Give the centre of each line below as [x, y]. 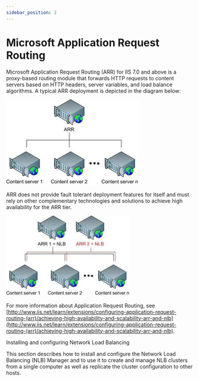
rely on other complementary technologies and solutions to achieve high [94, 201]
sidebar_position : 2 [32, 12]
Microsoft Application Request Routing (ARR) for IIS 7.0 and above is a [91, 72]
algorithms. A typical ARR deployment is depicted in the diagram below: [94, 91]
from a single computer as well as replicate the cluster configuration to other [99, 366]
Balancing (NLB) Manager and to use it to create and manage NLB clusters [97, 360]
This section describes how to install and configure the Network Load [91, 354]
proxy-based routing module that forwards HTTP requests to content [90, 78]
